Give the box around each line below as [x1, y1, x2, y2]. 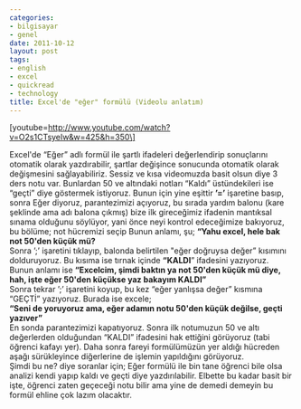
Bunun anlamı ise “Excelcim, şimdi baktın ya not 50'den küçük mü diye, [9, 264, 281, 276]
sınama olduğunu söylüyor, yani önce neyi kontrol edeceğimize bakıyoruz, [9, 216, 285, 227]
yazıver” [9, 313, 43, 324]
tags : [9, 55, 30, 64]
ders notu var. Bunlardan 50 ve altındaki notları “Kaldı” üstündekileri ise [9, 178, 274, 189]
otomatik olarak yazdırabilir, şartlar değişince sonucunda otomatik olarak [9, 159, 280, 170]
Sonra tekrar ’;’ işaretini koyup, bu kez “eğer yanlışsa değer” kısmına [9, 284, 263, 295]
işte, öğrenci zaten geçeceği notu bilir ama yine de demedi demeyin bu [9, 380, 274, 391]
